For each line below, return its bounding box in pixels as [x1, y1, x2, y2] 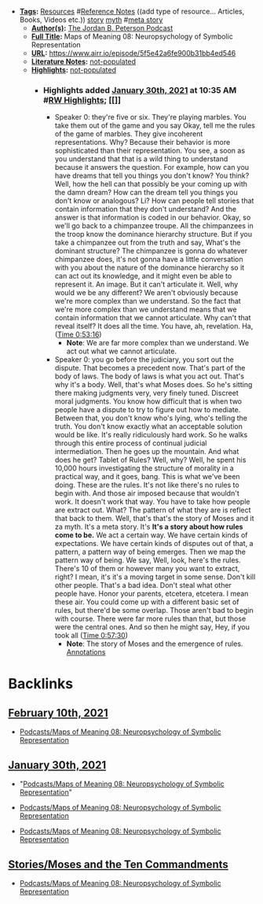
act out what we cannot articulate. [66, 346, 177, 356]
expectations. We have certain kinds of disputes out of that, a [54, 539, 254, 548]
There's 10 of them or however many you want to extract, [54, 564, 240, 574]
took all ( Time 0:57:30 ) [54, 631, 128, 640]
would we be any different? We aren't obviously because [54, 288, 239, 297]
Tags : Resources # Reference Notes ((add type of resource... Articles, [19, 7, 245, 16]
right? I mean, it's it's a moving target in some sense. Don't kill [54, 572, 256, 581]
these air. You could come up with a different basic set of [54, 597, 239, 607]
